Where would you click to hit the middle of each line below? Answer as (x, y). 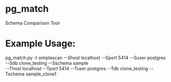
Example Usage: (40, 44)
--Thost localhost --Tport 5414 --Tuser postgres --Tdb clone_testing (77, 68)
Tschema (15, 74)
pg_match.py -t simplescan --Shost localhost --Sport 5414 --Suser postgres (86, 58)
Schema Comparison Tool (32, 23)
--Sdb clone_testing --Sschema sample (47, 63)
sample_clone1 (41, 74)
